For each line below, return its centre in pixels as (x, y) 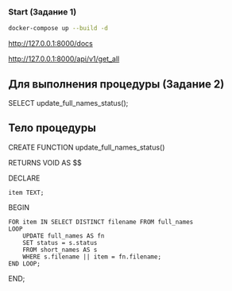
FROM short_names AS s (60, 250)
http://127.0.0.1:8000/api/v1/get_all (64, 59)
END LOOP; (25, 264)
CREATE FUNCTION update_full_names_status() (87, 147)
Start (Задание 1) (43, 12)
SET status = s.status (60, 242)
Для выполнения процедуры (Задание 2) (116, 84)
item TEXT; (26, 192)
